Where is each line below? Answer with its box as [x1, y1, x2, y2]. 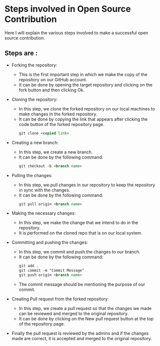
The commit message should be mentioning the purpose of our [18, 281, 145, 287]
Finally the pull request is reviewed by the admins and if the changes [11, 330, 149, 336]
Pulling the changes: [11, 172, 53, 178]
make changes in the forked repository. [18, 111, 97, 117]
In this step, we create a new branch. [18, 149, 93, 155]
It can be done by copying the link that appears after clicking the [18, 116, 148, 122]
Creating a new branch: [11, 140, 59, 146]
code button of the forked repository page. [18, 121, 105, 127]
